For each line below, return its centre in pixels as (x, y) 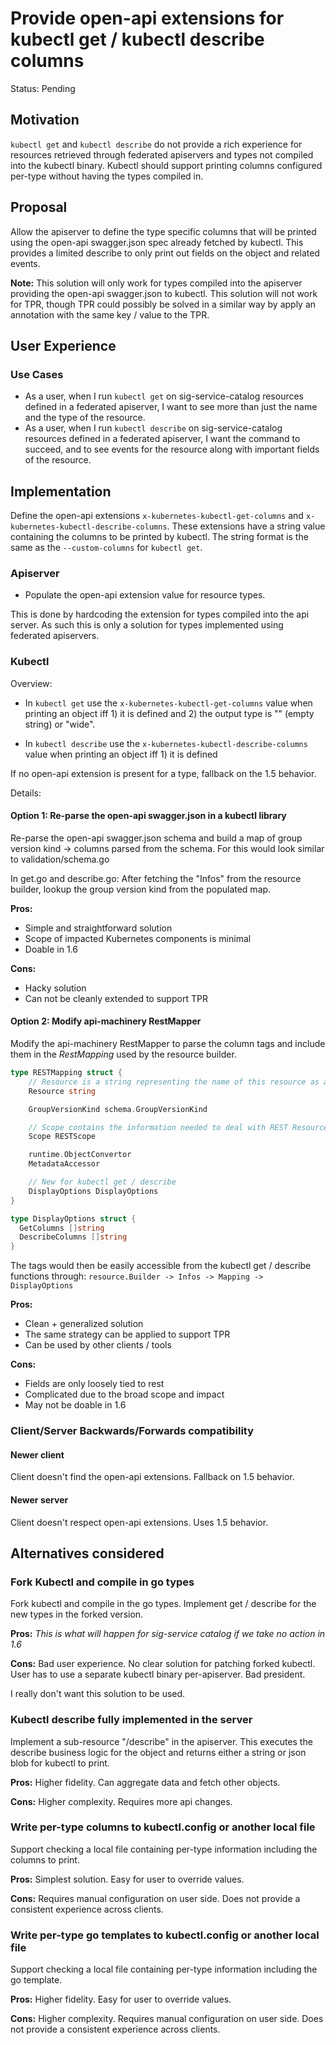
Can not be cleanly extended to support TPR (116, 998)
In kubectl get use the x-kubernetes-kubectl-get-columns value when (168, 703)
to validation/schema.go (60, 859)
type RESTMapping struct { (66, 1073)
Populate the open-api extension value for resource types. (145, 595)
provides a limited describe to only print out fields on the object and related (165, 253)
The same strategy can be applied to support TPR (127, 1334)
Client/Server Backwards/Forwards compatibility (132, 1431)
